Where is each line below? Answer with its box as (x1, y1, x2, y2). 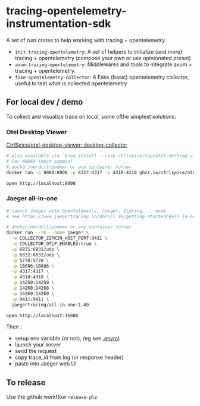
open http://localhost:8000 (6, 180, 76, 186)
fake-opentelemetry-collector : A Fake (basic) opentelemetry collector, (14, 73, 189, 80)
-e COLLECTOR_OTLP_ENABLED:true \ (11, 241, 97, 247)
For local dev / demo (6, 97, 83, 107)
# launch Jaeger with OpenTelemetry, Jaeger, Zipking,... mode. (6, 207, 169, 214)
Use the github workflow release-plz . (6, 393, 99, 401)
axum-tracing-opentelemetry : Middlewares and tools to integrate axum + (14, 61, 192, 68)
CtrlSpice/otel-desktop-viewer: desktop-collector (6, 141, 128, 148)
